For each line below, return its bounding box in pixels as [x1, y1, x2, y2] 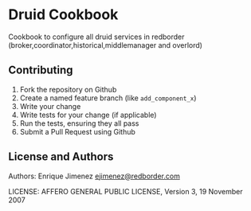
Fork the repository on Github [19, 84, 117, 94]
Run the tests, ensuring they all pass [19, 118, 139, 128]
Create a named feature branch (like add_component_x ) [19, 93, 197, 103]
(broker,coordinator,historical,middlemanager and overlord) [8, 40, 203, 49]
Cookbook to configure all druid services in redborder [8, 32, 185, 41]
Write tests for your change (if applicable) [19, 110, 157, 119]
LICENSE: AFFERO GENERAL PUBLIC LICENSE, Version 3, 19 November [8, 186, 243, 196]
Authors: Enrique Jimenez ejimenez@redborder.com [8, 171, 181, 181]
